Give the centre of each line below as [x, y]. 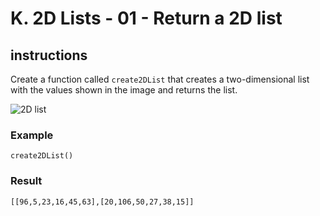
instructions [49, 55]
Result [26, 181]
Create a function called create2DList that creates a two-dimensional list [160, 79]
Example [32, 135]
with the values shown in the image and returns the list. [124, 90]
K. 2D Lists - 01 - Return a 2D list [146, 18]
